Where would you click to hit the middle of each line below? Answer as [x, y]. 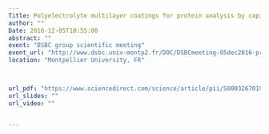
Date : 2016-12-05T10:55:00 [53, 30]
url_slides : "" [34, 96]
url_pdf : [23, 89]
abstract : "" [30, 38]
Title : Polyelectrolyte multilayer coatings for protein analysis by [127, 16]
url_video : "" [32, 103]
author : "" [26, 23]
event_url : [26, 53]
